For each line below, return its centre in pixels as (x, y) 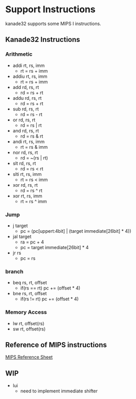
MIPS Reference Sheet (29, 357)
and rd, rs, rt (26, 130)
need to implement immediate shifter (59, 391)
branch (15, 271)
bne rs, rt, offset (30, 294)
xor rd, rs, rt (25, 185)
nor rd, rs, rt (25, 152)
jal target (22, 236)
